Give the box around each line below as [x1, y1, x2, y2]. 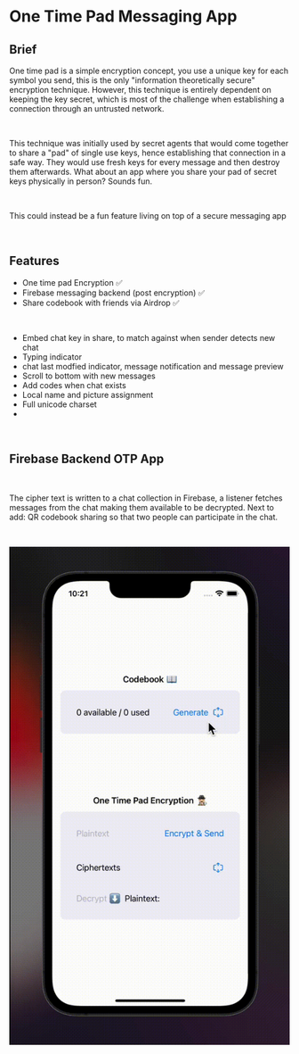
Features [9, 253, 60, 269]
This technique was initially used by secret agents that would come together [9, 138, 289, 148]
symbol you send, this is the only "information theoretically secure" [9, 75, 255, 86]
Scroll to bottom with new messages [21, 370, 156, 381]
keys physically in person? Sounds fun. [9, 176, 153, 187]
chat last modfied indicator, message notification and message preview [21, 361, 284, 371]
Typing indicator [21, 351, 83, 362]
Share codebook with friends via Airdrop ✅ [21, 297, 180, 308]
